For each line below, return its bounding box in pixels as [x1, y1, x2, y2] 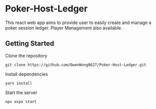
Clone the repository [5, 52, 47, 58]
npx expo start [5, 99, 37, 104]
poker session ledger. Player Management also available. [5, 24, 122, 30]
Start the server [5, 89, 37, 95]
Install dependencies [5, 71, 48, 77]
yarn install [5, 80, 32, 85]
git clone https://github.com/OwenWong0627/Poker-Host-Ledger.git [5, 62, 146, 67]
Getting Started [5, 39, 54, 48]
